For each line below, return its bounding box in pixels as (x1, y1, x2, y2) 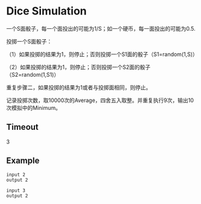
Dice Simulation (6, 4, 87, 18)
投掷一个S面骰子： (6, 37, 53, 45)
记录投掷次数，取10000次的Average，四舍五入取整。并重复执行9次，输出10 (6, 97, 194, 104)
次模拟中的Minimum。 (6, 104, 62, 111)
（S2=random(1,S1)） (6, 71, 60, 78)
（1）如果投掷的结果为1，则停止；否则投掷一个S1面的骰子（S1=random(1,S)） (6, 50, 198, 58)
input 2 (6, 171, 26, 177)
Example (6, 156, 40, 166)
